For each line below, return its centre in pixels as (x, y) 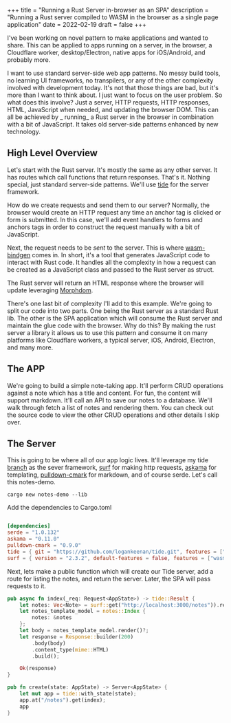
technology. (24, 131)
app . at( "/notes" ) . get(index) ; (63, 700)
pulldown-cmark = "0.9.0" (44, 546)
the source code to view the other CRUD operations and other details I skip (113, 415)
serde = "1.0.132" (33, 532)
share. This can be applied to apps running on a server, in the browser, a (110, 45)
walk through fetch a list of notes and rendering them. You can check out (111, 407)
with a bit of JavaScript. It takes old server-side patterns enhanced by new (113, 124)
